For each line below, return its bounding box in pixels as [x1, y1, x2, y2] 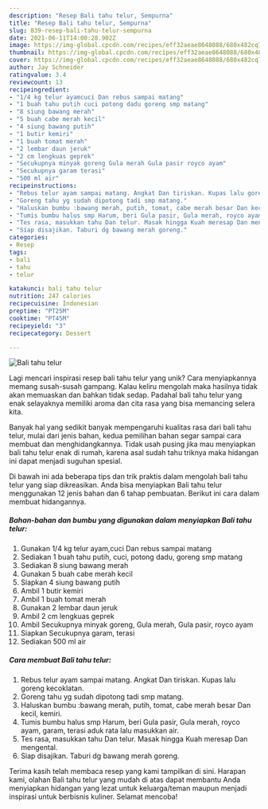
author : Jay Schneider [9, 64, 84, 72]
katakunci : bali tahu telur [9, 285, 103, 293]
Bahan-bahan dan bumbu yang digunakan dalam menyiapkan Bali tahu [9, 515, 253, 525]
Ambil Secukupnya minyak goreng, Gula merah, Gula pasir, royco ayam [20, 620, 254, 629]
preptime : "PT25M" [9, 307, 70, 315]
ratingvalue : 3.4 [9, 71, 67, 79]
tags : [9, 248, 27, 256]
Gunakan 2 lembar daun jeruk [20, 603, 118, 613]
